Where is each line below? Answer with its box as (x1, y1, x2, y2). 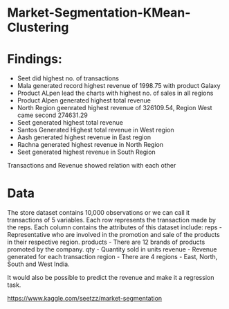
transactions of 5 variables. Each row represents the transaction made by (7, 216, 217, 224)
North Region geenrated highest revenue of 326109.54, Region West (17, 104, 212, 112)
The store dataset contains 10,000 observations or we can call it (7, 209, 190, 217)
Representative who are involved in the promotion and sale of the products (7, 231, 220, 239)
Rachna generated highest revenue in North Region (17, 141, 164, 149)
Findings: (7, 51, 62, 67)
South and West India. (7, 260, 71, 268)
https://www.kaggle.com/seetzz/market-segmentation (7, 294, 163, 303)
